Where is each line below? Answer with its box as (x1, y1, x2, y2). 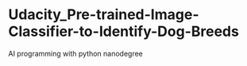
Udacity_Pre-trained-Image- (8, 6, 200, 24)
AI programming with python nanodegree (8, 49, 143, 58)
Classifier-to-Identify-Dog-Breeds (8, 22, 240, 41)
